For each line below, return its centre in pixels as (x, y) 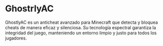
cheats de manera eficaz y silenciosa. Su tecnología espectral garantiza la (81, 27)
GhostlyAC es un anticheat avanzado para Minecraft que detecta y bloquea (81, 22)
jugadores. (16, 38)
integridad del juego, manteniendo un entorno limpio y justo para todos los (81, 33)
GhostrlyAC (29, 9)
